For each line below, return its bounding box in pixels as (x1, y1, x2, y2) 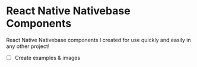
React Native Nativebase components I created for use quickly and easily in (6, 36, 191, 43)
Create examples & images (14, 54, 81, 61)
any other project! (6, 43, 50, 50)
